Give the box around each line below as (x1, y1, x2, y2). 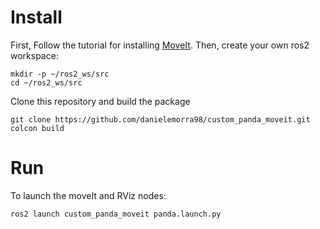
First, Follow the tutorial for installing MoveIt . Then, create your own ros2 (10, 39, 310, 51)
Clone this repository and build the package (10, 95, 191, 107)
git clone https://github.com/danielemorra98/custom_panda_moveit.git (10, 114, 311, 125)
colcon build (10, 123, 65, 133)
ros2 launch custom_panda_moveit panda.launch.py (10, 209, 222, 219)
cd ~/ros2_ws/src (10, 77, 83, 88)
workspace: (10, 49, 59, 61)
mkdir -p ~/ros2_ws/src (10, 69, 110, 79)
